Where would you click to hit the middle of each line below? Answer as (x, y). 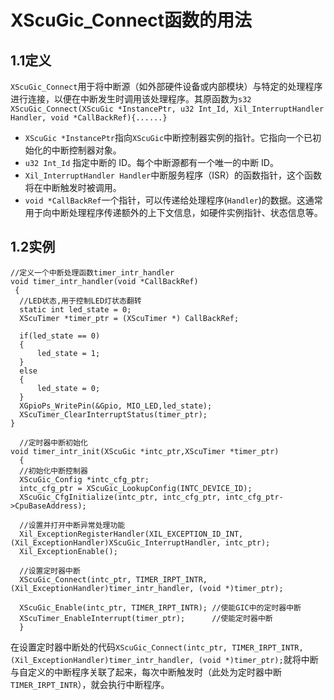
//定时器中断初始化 (53, 442)
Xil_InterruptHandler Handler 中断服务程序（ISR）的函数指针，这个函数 (173, 175)
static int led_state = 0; (75, 309)
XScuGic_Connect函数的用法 (131, 20)
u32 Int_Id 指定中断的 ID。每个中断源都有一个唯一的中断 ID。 (151, 162)
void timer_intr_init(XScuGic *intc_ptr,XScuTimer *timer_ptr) (145, 451)
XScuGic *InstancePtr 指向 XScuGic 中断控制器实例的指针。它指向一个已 (168, 137)
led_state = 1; (68, 353)
